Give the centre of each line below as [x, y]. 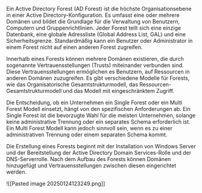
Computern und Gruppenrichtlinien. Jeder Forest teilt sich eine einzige [94, 28]
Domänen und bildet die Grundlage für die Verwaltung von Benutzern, [93, 21]
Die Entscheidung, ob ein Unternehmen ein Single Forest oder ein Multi [94, 103]
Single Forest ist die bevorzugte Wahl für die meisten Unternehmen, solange [101, 115]
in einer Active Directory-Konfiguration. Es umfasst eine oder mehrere [93, 15]
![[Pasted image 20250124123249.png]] [56, 184]
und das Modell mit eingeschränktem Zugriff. [119, 91]
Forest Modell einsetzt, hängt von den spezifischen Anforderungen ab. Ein [99, 109]
